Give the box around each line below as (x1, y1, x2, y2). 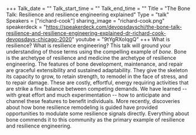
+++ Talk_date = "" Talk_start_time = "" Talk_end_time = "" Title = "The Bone (6, 5, 191, 12)
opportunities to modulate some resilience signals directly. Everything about (6, 110, 190, 117)
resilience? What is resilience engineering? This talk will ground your (6, 42, 171, 49)
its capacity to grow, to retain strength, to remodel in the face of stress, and (6, 73, 188, 80)
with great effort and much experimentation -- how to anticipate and (6, 91, 171, 98)
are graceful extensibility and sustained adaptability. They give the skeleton (6, 67, 188, 73)
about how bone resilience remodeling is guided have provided (6, 104, 158, 111)
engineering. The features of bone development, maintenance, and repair (6, 61, 183, 67)
